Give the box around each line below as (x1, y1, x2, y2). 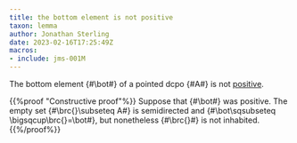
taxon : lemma (9, 21, 58, 30)
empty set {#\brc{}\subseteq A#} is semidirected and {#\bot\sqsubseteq (9, 106, 276, 115)
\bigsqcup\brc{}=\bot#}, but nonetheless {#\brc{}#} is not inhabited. (9, 115, 260, 125)
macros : (9, 46, 38, 55)
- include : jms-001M (9, 54, 87, 63)
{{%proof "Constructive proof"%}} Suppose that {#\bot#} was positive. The (9, 96, 288, 107)
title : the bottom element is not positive (9, 12, 174, 22)
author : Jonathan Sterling (9, 29, 110, 38)
